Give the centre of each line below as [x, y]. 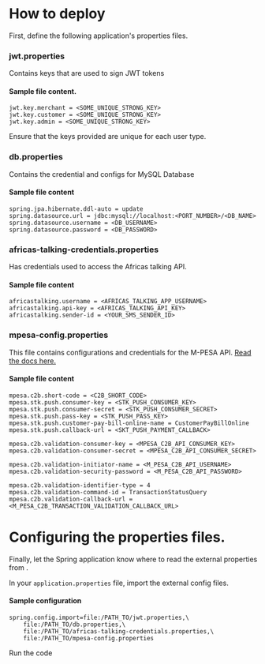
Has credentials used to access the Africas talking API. [98, 267]
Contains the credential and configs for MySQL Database [102, 174]
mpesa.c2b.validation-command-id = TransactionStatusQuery [108, 492]
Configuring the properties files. [117, 537]
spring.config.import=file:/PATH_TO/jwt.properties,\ [99, 618]
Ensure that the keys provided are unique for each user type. [108, 137]
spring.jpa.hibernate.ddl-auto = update [77, 209]
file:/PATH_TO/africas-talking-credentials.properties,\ [119, 632]
